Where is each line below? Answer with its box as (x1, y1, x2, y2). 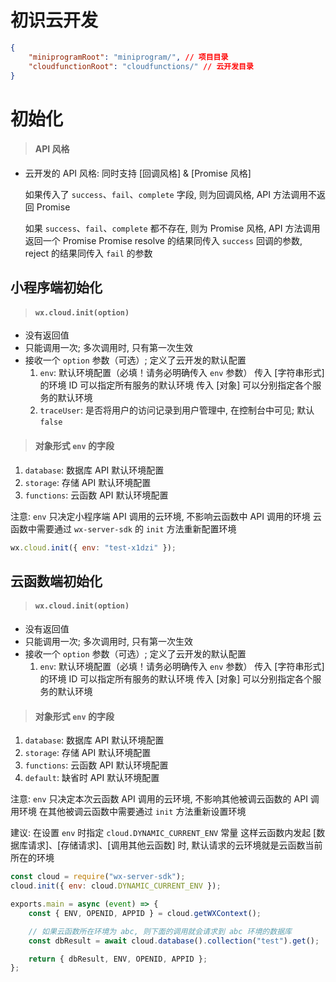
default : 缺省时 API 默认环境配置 (24, 772, 160, 784)
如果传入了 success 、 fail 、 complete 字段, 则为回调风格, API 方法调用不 (24, 188, 317, 200)
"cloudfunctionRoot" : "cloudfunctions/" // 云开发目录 (28, 61, 254, 71)
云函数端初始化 (10, 572, 103, 590)
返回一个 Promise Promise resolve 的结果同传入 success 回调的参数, (24, 234, 303, 246)
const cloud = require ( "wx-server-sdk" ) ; (10, 872, 186, 882)
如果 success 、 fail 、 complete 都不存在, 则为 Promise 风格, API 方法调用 (24, 222, 321, 234)
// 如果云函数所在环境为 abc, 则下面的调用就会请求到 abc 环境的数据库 (28, 926, 292, 936)
